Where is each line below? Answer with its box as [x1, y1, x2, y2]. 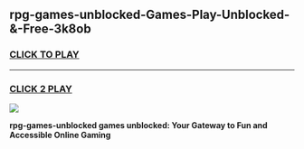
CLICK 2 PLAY [9, 82, 72, 95]
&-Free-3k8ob [9, 22, 92, 37]
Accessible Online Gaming [9, 129, 111, 140]
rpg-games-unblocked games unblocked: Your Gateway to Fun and [9, 119, 269, 130]
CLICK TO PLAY [9, 49, 80, 61]
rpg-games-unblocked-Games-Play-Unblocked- [9, 7, 290, 23]
